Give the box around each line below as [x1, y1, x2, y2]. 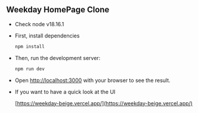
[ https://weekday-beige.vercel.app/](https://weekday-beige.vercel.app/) [14, 99, 193, 106]
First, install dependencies [14, 32, 80, 39]
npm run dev [14, 65, 45, 72]
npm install [14, 43, 45, 49]
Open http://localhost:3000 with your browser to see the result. [14, 77, 171, 84]
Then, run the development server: [14, 54, 101, 61]
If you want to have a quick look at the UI [14, 88, 116, 95]
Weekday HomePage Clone [6, 5, 110, 15]
